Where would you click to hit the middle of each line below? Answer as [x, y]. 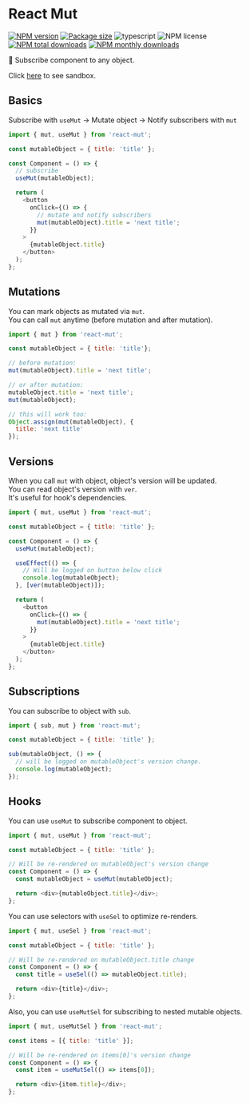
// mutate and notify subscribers [94, 215]
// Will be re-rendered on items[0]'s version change [100, 1055]
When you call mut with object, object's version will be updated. [113, 481]
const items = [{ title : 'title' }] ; [71, 1041]
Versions [31, 462]
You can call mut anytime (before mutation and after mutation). [111, 320]
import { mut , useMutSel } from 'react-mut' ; [85, 1026]
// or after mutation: [46, 385]
